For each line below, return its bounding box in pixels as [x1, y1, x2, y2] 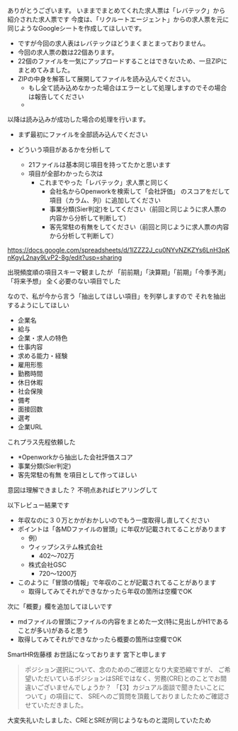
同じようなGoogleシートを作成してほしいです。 [7, 24, 146, 32]
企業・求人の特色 [17, 334, 68, 342]
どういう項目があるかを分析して [17, 145, 111, 154]
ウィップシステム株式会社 [28, 543, 103, 551]
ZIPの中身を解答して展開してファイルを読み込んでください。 [17, 75, 195, 83]
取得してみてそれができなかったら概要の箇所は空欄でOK [17, 635, 182, 644]
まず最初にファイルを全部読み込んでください [17, 130, 149, 139]
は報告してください [28, 92, 84, 101]
